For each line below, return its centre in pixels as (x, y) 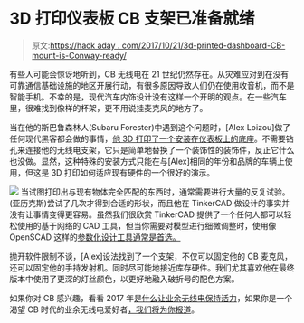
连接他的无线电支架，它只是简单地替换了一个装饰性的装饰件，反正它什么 (160, 149)
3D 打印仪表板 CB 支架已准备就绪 (132, 19)
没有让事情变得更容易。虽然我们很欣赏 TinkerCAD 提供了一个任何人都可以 (147, 214)
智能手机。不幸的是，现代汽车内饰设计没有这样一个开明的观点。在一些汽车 (148, 97)
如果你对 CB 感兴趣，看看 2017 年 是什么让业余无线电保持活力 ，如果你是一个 (151, 298)
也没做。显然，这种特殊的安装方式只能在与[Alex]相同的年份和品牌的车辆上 (147, 161)
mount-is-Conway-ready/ (79, 55)
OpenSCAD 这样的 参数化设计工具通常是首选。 (95, 237)
